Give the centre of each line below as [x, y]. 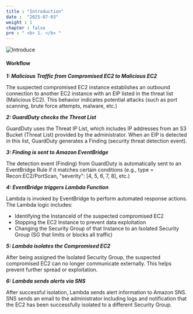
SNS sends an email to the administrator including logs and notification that [96, 299]
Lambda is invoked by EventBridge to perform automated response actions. [97, 198]
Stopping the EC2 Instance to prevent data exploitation [80, 222]
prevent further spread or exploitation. [52, 270]
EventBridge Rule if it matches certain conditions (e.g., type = [80, 170]
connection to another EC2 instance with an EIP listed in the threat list [90, 93]
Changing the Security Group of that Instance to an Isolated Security [97, 229]
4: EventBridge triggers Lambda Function [57, 187]
